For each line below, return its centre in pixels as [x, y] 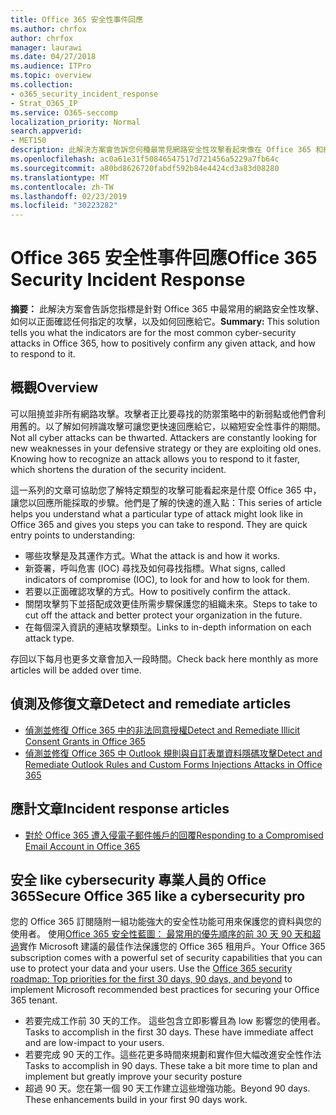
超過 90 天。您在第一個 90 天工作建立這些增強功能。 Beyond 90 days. [167, 1088]
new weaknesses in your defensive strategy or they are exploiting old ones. [166, 448]
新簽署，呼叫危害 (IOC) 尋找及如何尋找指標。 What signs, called [155, 568]
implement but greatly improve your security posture [133, 1077]
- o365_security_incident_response [84, 94]
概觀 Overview [54, 387]
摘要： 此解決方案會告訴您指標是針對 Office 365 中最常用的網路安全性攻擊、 [167, 309]
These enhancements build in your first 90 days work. [136, 1100]
